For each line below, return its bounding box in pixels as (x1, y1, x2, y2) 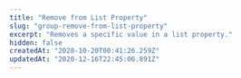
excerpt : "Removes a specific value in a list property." (9, 30, 233, 39)
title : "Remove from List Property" (9, 13, 148, 22)
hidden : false (9, 38, 63, 48)
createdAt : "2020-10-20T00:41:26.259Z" (9, 47, 160, 56)
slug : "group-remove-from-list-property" (9, 22, 169, 30)
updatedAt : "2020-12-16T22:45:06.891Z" (9, 55, 160, 64)
